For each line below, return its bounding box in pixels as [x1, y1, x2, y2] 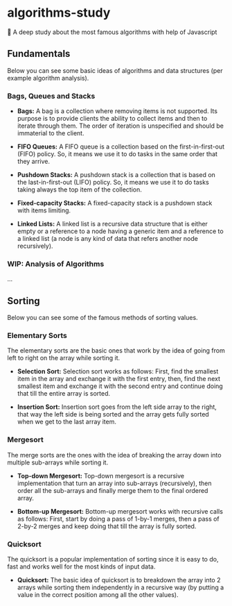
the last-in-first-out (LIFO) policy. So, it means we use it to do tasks [17, 178, 209, 187]
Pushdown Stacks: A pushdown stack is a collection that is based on [17, 171, 216, 179]
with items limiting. [17, 206, 71, 214]
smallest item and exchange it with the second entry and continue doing [17, 382, 223, 390]
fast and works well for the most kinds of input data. [7, 562, 156, 571]
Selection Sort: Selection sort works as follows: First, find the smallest [17, 367, 219, 376]
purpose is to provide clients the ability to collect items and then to [17, 115, 208, 123]
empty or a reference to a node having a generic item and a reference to [17, 227, 224, 235]
